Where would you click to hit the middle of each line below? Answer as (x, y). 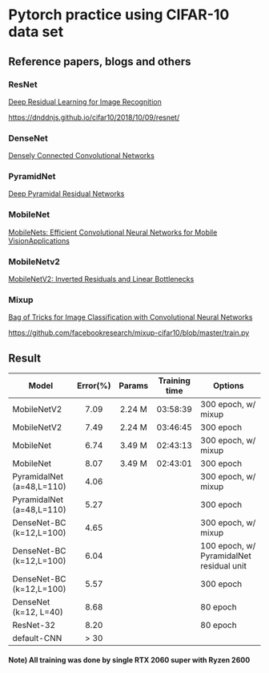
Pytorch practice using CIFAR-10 (119, 15)
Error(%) (94, 385)
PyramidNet (32, 177)
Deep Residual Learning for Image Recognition (85, 101)
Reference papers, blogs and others (100, 61)
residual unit (223, 566)
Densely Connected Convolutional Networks (81, 156)
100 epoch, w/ (228, 546)
